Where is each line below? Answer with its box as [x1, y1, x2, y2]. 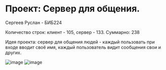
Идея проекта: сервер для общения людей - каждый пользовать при [5, 38, 155, 45]
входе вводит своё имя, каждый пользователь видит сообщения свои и [5, 44, 161, 50]
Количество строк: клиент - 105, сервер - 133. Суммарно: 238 [5, 29, 140, 35]
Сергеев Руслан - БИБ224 [5, 19, 62, 25]
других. [5, 49, 22, 55]
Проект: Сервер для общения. [5, 3, 140, 14]
